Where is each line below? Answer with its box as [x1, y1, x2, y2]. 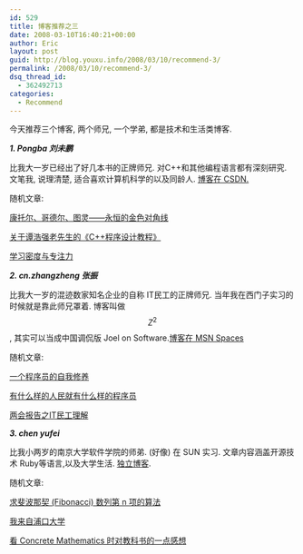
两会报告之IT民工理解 [9, 410, 89, 420]
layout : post [9, 47, 59, 56]
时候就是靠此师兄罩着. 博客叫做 [9, 301, 125, 312]
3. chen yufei [9, 428, 61, 439]
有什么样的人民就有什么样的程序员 [9, 391, 137, 401]
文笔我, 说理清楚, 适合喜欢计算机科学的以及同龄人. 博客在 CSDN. [9, 173, 249, 184]
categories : [9, 89, 54, 98]
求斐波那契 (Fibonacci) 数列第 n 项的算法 [9, 497, 161, 508]
